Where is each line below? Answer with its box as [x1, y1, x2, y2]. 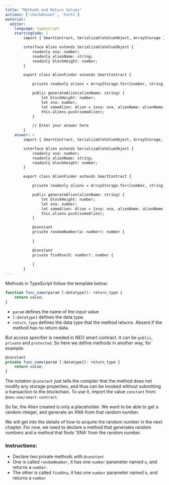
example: [5, 345, 24, 351]
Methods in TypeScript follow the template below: [5, 281, 108, 286]
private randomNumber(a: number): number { [32, 230, 125, 235]
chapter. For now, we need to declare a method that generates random [5, 424, 152, 431]
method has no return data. [12, 324, 69, 330]
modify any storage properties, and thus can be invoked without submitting [5, 383, 161, 389]
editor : [10, 21, 26, 27]
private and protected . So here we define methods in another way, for [5, 339, 151, 345]
